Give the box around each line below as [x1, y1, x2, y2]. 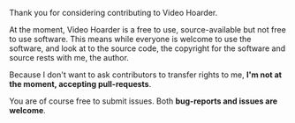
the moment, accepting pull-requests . [9, 79, 152, 89]
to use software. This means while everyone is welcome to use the [9, 34, 252, 44]
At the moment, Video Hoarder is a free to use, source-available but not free [9, 25, 287, 34]
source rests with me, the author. [9, 53, 130, 62]
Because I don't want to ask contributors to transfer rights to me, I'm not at [9, 69, 283, 80]
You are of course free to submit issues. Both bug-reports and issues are [9, 96, 278, 106]
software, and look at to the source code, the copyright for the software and [9, 43, 286, 54]
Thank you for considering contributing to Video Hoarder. [9, 8, 218, 18]
